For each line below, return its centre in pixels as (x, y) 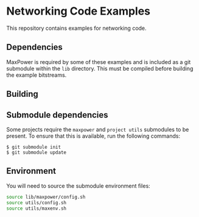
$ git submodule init (34, 147)
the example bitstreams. (37, 75)
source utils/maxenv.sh (37, 208)
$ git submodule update (37, 152)
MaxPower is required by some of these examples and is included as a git (99, 62)
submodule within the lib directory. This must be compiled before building (100, 68)
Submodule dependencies (57, 115)
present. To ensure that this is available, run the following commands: (93, 136)
